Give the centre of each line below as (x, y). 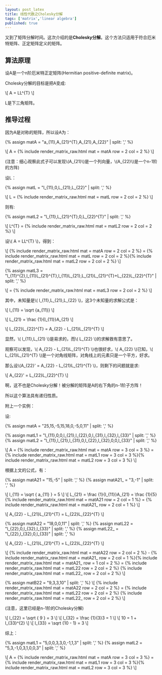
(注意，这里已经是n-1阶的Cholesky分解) (44, 608)
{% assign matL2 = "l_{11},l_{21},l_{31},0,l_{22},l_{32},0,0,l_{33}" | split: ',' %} (81, 440)
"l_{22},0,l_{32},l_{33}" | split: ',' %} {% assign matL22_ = (62, 528)
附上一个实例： (20, 406)
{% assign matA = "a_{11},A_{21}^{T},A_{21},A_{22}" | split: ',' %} (69, 142)
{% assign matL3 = (24, 270)
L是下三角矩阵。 (21, 103)
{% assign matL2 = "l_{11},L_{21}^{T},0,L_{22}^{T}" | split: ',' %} (68, 216)
